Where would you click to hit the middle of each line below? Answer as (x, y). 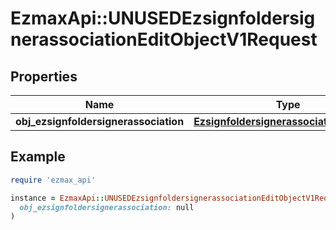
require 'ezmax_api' (53, 180)
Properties (44, 76)
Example (38, 157)
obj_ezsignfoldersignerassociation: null (107, 207)
